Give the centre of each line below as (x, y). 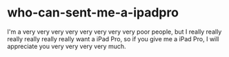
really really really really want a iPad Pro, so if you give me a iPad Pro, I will (113, 38)
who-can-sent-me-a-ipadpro (93, 13)
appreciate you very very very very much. (67, 46)
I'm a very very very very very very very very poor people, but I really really (114, 32)
